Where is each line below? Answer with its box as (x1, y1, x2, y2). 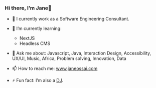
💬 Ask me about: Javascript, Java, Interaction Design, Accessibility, (12, 50, 151, 56)
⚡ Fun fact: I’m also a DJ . (12, 77, 64, 83)
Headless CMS (19, 40, 51, 46)
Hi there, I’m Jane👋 (5, 4, 52, 11)
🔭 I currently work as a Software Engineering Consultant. (12, 16, 130, 22)
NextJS (19, 35, 35, 41)
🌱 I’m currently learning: (12, 25, 62, 31)
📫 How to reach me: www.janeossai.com (12, 65, 98, 71)
